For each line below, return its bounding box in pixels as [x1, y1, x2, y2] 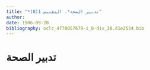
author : [6, 14, 25, 20]
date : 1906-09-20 [6, 20, 49, 26]
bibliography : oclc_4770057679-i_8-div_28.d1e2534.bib [6, 25, 145, 31]
